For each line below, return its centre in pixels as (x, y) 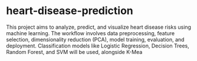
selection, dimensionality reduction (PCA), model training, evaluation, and (95, 39)
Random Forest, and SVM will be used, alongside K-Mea (74, 52)
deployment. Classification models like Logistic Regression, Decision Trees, (98, 46)
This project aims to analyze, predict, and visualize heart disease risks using (99, 27)
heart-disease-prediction (70, 11)
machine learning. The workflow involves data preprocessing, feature (91, 33)
